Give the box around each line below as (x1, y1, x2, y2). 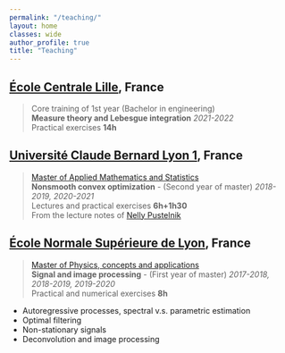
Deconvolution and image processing (21, 333, 160, 344)
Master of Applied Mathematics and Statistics (30, 172, 199, 182)
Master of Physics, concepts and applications (30, 259, 199, 270)
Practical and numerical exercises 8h (30, 288, 168, 298)
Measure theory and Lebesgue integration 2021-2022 (30, 113, 234, 123)
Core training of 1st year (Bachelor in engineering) (30, 103, 216, 113)
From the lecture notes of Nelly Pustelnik (30, 209, 181, 220)
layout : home (9, 21, 58, 30)
